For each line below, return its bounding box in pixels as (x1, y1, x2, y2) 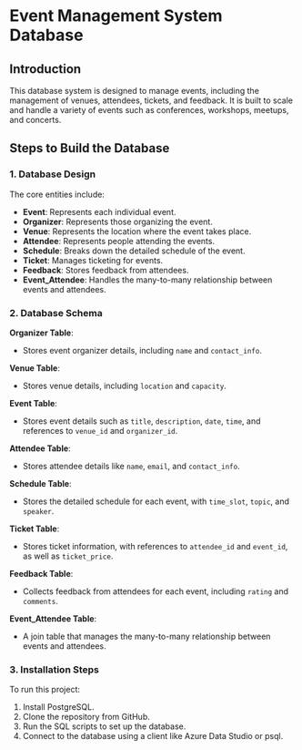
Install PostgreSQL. (22, 702, 95, 713)
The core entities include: (9, 189, 105, 200)
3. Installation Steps (9, 663, 100, 675)
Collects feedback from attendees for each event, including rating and (22, 585, 289, 597)
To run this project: (9, 684, 80, 695)
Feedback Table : (9, 568, 74, 579)
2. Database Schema (9, 306, 103, 319)
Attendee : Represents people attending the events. (22, 235, 216, 246)
